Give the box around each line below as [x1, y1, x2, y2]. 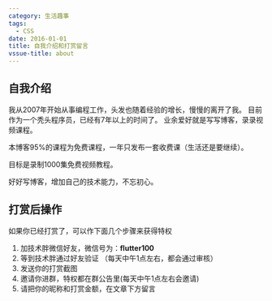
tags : [8, 19, 27, 28]
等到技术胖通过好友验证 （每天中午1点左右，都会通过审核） [19, 253, 218, 263]
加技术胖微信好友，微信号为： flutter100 [19, 243, 154, 252]
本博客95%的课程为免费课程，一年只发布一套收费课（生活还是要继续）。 [8, 142, 248, 152]
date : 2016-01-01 [8, 34, 67, 43]
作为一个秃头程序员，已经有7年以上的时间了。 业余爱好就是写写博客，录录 [8, 114, 257, 124]
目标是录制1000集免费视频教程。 [8, 159, 118, 169]
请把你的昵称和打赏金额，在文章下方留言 [19, 283, 156, 293]
